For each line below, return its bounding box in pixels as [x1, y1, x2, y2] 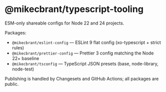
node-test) [12, 66, 35, 72]
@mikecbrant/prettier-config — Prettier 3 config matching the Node [12, 50, 154, 56]
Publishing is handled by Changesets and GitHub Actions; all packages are [5, 75, 159, 81]
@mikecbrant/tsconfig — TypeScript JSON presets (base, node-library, [12, 60, 159, 66]
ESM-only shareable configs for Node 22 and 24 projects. [5, 20, 124, 26]
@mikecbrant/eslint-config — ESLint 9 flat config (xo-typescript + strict [12, 39, 161, 45]
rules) [12, 44, 25, 50]
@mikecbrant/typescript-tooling [5, 3, 144, 15]
